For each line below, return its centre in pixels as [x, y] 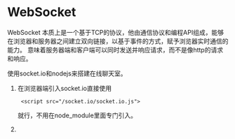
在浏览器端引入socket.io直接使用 [65, 88]
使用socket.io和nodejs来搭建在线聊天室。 [67, 73]
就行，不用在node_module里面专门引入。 [77, 115]
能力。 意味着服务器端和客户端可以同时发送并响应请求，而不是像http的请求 [115, 50]
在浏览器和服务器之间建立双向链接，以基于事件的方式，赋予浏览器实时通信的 [118, 41]
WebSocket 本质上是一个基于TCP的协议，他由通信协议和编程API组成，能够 [116, 32]
